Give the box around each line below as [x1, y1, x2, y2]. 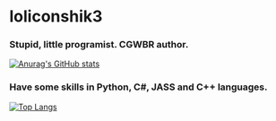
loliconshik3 [9, 6, 103, 27]
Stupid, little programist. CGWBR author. [9, 39, 189, 51]
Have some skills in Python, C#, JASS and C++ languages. [9, 81, 268, 93]
